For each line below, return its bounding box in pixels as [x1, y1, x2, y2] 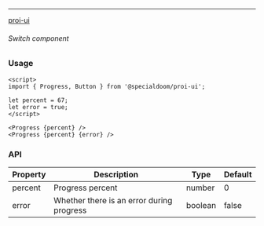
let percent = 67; [8, 96, 68, 104]
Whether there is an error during [53, 195, 173, 206]
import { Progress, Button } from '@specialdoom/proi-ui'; [8, 82, 206, 90]
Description [93, 169, 139, 180]
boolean [185, 199, 217, 210]
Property [12, 169, 46, 180]
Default [223, 169, 252, 180]
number [185, 182, 215, 193]
